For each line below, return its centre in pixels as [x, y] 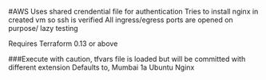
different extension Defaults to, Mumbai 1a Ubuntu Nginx [101, 67]
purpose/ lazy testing [43, 28]
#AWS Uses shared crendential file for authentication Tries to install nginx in [133, 11]
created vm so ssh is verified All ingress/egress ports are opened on [121, 20]
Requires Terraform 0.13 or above [63, 44]
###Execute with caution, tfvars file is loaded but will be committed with [127, 59]
